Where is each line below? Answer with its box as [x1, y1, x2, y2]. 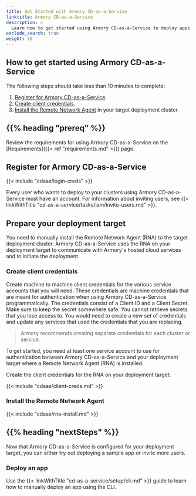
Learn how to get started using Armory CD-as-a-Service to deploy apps [11, 25, 191, 31]
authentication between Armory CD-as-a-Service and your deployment [6, 353, 179, 360]
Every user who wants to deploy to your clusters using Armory [6, 189, 157, 196]
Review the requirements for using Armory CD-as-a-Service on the [6, 139, 168, 146]
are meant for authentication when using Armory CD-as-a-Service [6, 293, 167, 300]
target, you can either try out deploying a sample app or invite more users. [6, 449, 186, 456]
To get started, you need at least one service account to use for [6, 347, 160, 354]
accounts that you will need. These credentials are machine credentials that [6, 287, 189, 294]
